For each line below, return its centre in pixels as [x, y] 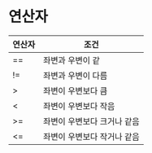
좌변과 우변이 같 [72, 60]
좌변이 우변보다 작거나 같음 [91, 137]
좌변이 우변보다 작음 [79, 106]
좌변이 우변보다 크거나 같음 [91, 121]
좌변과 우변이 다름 [76, 76]
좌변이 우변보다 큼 [76, 90]
